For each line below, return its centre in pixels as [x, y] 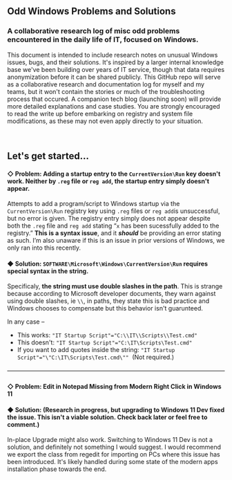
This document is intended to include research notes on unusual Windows [113, 55]
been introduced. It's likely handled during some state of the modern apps [113, 462]
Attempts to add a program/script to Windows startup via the [94, 204]
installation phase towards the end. [57, 469]
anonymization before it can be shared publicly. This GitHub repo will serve [114, 77]
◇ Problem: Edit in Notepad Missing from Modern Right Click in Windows [114, 387]
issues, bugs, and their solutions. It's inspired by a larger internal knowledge [116, 62]
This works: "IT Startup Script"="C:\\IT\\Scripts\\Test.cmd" [107, 335]
